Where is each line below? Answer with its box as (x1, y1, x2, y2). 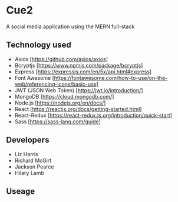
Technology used (6, 40, 72, 50)
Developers (6, 135, 50, 145)
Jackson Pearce (14, 163, 54, 170)
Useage (6, 186, 35, 196)
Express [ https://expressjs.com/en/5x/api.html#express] (14, 68, 152, 75)
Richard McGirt (14, 157, 52, 164)
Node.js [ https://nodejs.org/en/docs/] (14, 99, 106, 106)
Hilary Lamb (14, 169, 44, 176)
